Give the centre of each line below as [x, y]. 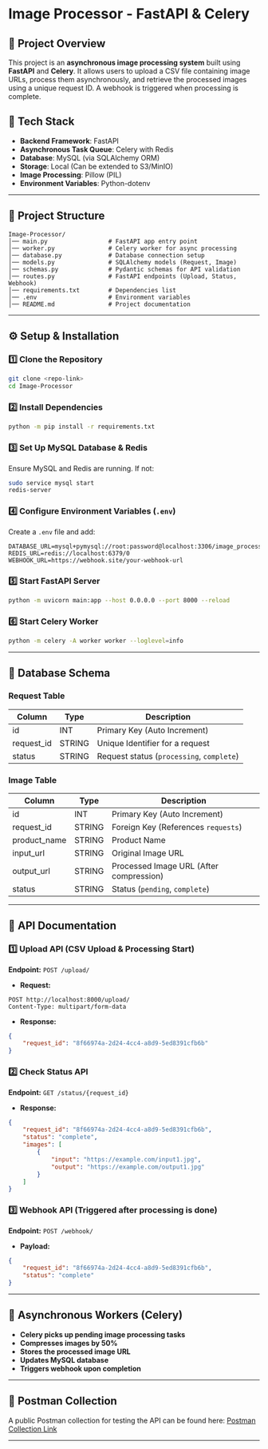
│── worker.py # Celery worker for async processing [123, 248]
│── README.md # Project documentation [100, 304]
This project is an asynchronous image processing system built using [124, 62]
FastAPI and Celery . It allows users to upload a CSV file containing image [129, 71]
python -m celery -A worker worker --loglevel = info [96, 641]
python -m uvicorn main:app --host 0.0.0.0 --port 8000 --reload [119, 600]
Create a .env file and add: [52, 531]
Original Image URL [148, 853]
